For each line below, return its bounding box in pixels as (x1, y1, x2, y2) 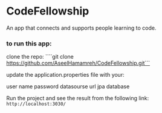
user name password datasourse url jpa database (6, 83, 130, 90)
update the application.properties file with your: (6, 71, 125, 79)
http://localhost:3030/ (6, 101, 66, 107)
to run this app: (6, 39, 52, 48)
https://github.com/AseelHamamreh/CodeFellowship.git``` (6, 59, 150, 67)
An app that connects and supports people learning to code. (6, 24, 157, 31)
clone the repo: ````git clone (6, 53, 74, 60)
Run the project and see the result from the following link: (6, 95, 149, 102)
